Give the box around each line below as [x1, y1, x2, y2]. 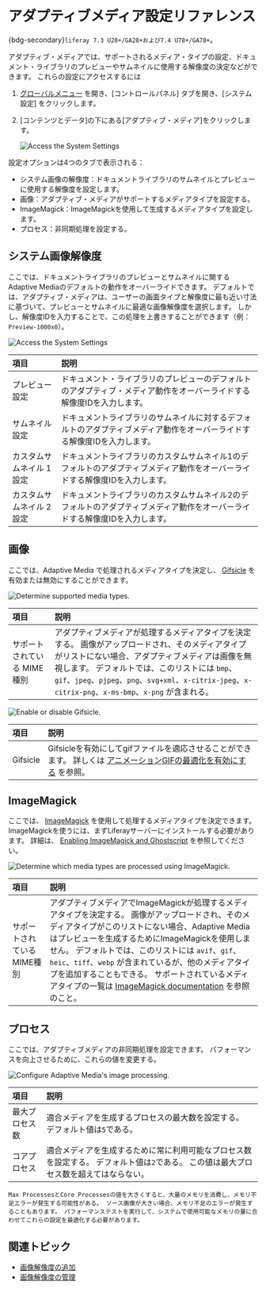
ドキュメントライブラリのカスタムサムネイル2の [61, 489, 241, 500]
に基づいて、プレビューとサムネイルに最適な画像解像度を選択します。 [8, 302, 236, 311]
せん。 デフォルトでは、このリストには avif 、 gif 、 [49, 945, 241, 956]
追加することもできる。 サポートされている [65, 969, 226, 980]
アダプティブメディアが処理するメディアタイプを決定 [54, 626, 252, 637]
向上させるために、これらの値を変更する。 [21, 1055, 161, 1064]
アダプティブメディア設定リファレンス [8, 7, 256, 25]
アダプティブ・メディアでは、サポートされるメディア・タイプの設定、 [8, 52, 236, 61]
